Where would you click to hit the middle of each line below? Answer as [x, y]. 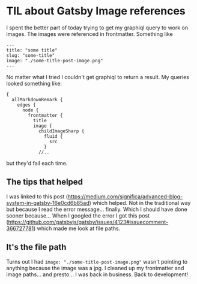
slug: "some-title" [31, 55]
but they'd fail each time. [37, 163]
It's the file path [36, 247]
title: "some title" [32, 50]
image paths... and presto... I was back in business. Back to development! [97, 274]
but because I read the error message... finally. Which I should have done [97, 209]
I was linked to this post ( [37, 197]
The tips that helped [44, 182]
